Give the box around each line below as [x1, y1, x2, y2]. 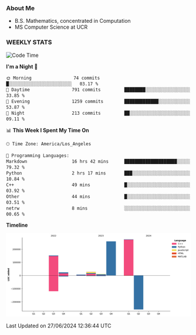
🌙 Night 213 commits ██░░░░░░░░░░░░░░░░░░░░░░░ [6, 110, 191, 116]
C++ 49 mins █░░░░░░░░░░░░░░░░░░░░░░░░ [6, 182, 191, 188]
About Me [6, 4, 35, 12]
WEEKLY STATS [6, 38, 52, 46]
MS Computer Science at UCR [14, 23, 88, 30]
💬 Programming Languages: [6, 152, 69, 159]
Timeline [6, 221, 28, 228]
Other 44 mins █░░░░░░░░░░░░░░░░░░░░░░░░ [6, 193, 191, 200]
